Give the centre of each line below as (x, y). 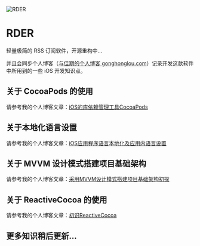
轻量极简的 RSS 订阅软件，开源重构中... (54, 50)
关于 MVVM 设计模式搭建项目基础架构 (76, 163)
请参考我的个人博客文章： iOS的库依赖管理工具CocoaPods (77, 107)
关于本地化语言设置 (41, 127)
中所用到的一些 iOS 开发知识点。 (46, 70)
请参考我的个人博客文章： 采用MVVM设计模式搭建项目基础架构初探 (88, 179)
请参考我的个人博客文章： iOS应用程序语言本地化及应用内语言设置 (87, 143)
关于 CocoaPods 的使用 (50, 92)
